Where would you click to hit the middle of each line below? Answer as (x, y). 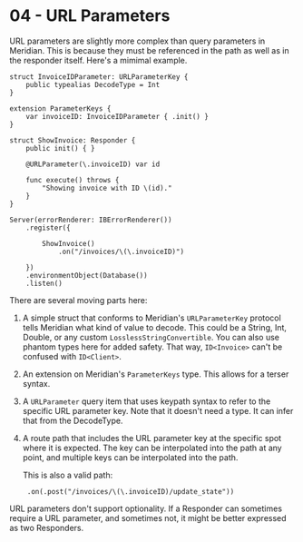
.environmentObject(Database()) (87, 275)
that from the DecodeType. (73, 420)
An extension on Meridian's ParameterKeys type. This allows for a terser (156, 374)
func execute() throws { (73, 180)
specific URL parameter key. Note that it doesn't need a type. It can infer (158, 410)
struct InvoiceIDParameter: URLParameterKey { (99, 77)
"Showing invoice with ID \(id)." (107, 188)
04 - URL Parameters (90, 16)
